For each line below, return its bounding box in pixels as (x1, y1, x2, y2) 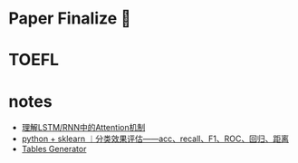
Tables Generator (21, 144, 87, 155)
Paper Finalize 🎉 (8, 8, 132, 29)
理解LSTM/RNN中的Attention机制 (21, 122, 146, 133)
